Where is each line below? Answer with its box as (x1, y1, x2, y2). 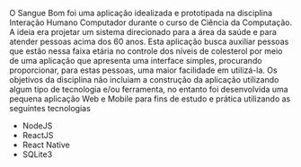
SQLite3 (22, 149, 53, 160)
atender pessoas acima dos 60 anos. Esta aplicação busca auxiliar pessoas (9, 36, 289, 47)
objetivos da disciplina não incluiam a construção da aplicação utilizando (9, 75, 279, 84)
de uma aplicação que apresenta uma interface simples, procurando (9, 56, 262, 66)
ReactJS (22, 130, 54, 140)
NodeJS (22, 120, 53, 131)
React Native (22, 139, 70, 150)
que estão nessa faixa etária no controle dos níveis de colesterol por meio (9, 46, 283, 57)
